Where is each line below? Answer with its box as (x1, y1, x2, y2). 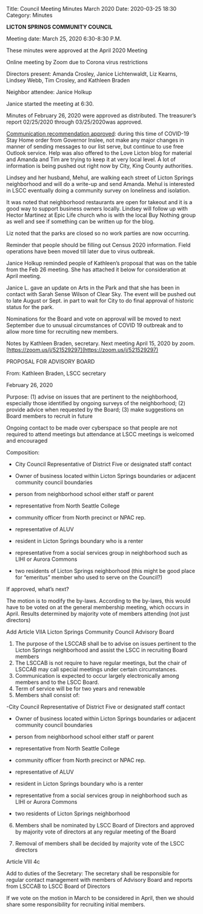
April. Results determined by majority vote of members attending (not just (6, 610, 190, 617)
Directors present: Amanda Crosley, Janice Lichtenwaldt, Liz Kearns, (6, 70, 178, 78)
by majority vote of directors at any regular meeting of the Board (15, 828, 176, 835)
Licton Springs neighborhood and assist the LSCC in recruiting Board (15, 646, 188, 654)
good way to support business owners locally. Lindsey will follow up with (6, 205, 188, 212)
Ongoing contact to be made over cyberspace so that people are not (6, 424, 178, 431)
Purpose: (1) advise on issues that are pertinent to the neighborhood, (6, 393, 179, 400)
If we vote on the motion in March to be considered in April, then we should (6, 895, 195, 901)
